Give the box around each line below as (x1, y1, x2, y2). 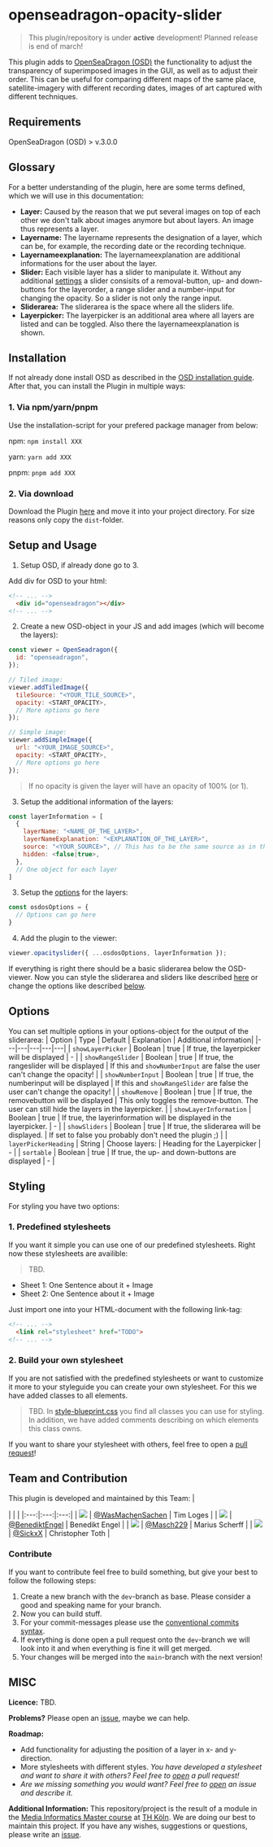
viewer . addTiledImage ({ (8, 683, 89, 691)
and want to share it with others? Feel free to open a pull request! (19, 1770, 240, 1780)
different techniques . (8, 91, 79, 101)
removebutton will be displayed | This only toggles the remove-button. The (8, 1095, 258, 1105)
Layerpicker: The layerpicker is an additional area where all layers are (19, 310, 254, 320)
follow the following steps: (8, 1575, 97, 1585)
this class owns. (28, 1423, 83, 1433)
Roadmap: (8, 1728, 45, 1739)
